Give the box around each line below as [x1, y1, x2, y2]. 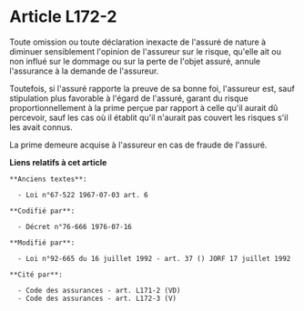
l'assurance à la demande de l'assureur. [9, 65, 159, 76]
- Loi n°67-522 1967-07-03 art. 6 [17, 190, 148, 199]
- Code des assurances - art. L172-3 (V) [17, 294, 177, 303]
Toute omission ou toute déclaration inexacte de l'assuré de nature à [9, 36, 267, 47]
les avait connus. [9, 121, 73, 133]
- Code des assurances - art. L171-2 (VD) [17, 286, 181, 295]
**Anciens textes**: [9, 175, 88, 184]
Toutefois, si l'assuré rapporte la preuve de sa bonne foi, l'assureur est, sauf [9, 83, 296, 94]
